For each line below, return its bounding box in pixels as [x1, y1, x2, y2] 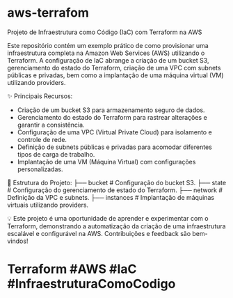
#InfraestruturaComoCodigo [7, 276, 176, 292]
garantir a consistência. [17, 120, 85, 129]
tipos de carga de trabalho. [17, 150, 95, 158]
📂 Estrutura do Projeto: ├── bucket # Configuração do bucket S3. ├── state [7, 178, 227, 187]
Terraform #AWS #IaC [7, 261, 137, 277]
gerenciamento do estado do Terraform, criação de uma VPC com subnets [7, 63, 221, 72]
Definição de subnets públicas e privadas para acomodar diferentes [17, 143, 212, 151]
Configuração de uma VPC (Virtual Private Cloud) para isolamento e [17, 127, 212, 136]
